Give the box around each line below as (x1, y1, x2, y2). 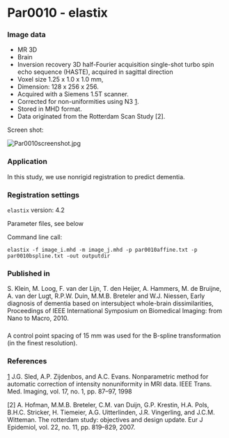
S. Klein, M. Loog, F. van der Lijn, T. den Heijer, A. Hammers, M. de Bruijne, (7, 285, 221, 293)
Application (7, 157, 47, 167)
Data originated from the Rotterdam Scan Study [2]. (17, 112, 166, 121)
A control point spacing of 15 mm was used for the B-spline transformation (7, 331, 221, 340)
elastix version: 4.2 (7, 206, 65, 214)
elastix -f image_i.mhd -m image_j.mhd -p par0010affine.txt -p (7, 246, 198, 254)
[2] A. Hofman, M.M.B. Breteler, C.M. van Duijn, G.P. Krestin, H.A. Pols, (7, 400, 210, 409)
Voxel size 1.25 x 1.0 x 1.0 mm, (17, 75, 104, 84)
